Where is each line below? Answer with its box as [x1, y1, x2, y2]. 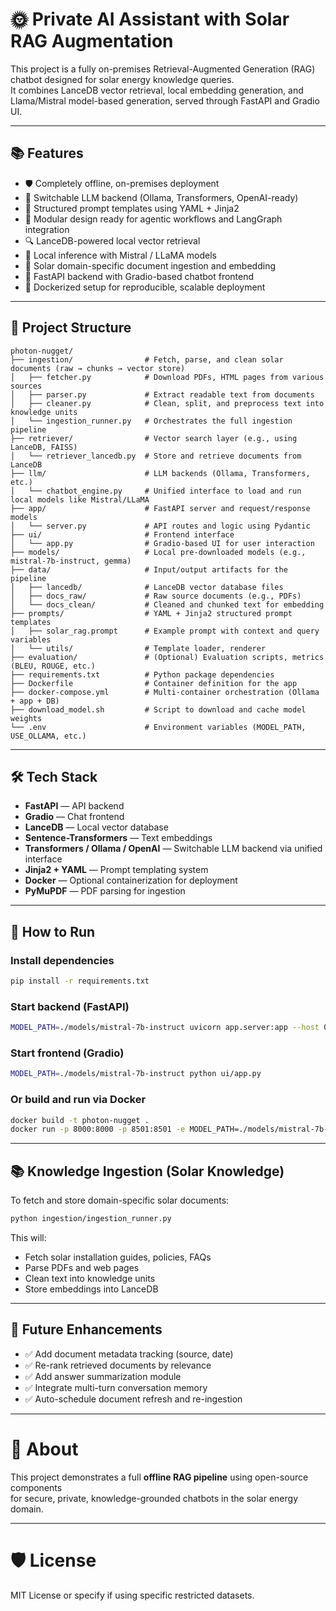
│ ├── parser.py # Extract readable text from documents [10, 389, 315, 400]
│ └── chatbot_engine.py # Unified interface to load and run [10, 486, 302, 496]
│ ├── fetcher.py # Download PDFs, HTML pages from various [10, 372, 325, 382]
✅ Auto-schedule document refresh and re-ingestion [24, 1393, 243, 1405]
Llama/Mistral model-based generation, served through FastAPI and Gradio [10, 94, 320, 107]
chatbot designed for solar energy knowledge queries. [10, 73, 235, 85]
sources [10, 381, 43, 391]
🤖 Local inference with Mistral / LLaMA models [24, 249, 217, 261]
